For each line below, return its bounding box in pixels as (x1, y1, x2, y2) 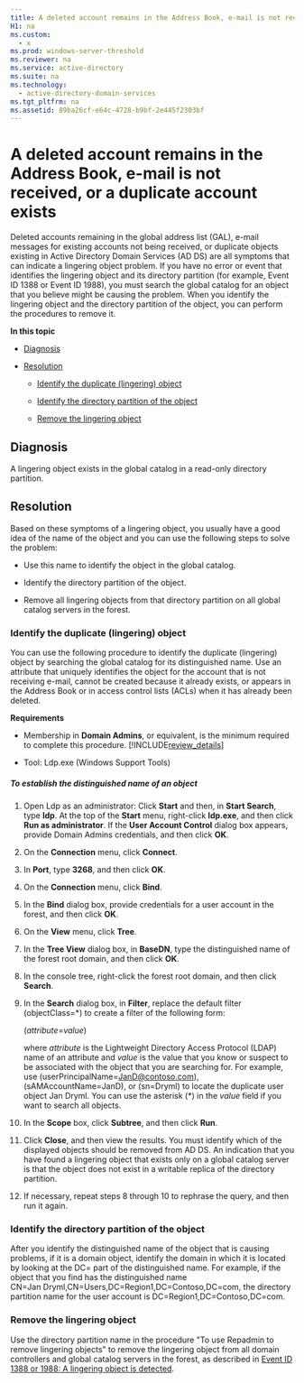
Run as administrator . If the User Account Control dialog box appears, (23, 820, 288, 831)
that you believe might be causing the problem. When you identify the (10, 290, 270, 300)
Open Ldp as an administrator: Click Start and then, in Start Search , (23, 800, 277, 812)
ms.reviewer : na (10, 55, 71, 64)
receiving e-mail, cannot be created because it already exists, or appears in (10, 676, 291, 687)
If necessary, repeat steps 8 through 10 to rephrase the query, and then (23, 1191, 290, 1202)
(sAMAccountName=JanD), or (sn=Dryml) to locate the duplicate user (23, 1081, 284, 1092)
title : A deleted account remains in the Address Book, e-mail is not (10, 13, 281, 23)
